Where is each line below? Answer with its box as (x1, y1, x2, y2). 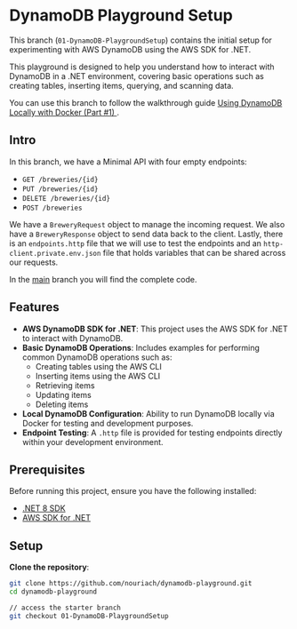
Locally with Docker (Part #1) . (9, 107, 120, 117)
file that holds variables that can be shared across (102, 247, 286, 258)
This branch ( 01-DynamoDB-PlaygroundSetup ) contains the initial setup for (9, 35, 273, 45)
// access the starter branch (9, 603, 122, 612)
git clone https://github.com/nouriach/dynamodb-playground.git (9, 579, 253, 588)
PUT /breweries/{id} (21, 184, 99, 194)
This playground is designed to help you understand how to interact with (9, 61, 275, 72)
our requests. (9, 257, 59, 267)
